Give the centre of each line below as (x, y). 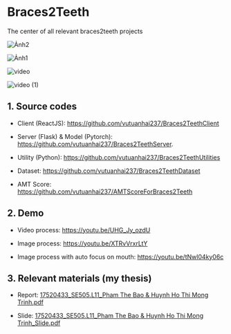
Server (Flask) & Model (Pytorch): (65, 136)
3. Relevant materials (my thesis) (80, 278)
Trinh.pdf (30, 302)
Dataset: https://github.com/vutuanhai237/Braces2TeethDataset (109, 171)
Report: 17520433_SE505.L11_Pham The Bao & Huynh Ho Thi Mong (113, 295)
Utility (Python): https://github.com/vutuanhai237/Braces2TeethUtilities (119, 157)
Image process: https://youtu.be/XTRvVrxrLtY (82, 243)
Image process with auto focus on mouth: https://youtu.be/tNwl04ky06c (120, 257)
